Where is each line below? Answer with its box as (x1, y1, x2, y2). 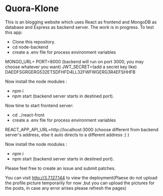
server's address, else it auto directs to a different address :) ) (5, 132, 129, 137)
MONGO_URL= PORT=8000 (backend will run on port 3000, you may (5, 59, 144, 64)
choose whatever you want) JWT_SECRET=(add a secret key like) (5, 64, 137, 70)
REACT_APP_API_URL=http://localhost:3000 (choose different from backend (5, 126, 159, 132)
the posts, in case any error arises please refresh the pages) (5, 185, 127, 191)
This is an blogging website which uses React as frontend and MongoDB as (5, 19, 157, 25)
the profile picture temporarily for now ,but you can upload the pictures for (5, 180, 155, 186)
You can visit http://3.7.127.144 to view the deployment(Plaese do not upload (5, 175, 158, 180)
